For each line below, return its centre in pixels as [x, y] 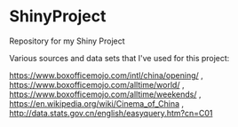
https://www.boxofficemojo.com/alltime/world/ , [97, 84]
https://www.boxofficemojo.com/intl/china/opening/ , [107, 75]
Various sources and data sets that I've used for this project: [119, 58]
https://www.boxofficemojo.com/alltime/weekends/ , [105, 94]
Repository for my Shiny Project [67, 41]
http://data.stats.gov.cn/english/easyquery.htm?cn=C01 [111, 113]
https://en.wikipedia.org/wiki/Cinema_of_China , [97, 103]
